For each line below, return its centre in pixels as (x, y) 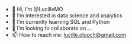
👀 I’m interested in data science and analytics (67, 15)
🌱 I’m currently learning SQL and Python (61, 22)
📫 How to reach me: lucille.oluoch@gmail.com (69, 35)
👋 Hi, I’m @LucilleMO (37, 9)
